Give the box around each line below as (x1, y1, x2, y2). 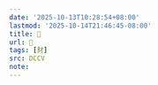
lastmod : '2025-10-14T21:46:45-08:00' (9, 21, 152, 30)
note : (9, 63, 29, 72)
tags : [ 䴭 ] (9, 46, 49, 55)
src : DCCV (9, 54, 46, 63)
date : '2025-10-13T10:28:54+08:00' (9, 12, 140, 22)
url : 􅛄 (9, 37, 34, 47)
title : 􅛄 (9, 29, 41, 38)
